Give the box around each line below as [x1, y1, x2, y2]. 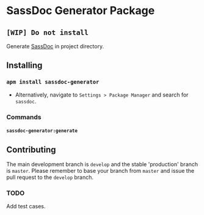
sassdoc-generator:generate [6, 128, 78, 134]
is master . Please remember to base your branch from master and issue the [6, 167, 194, 175]
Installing [6, 60, 43, 71]
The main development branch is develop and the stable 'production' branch [6, 161, 199, 168]
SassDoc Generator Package [6, 4, 155, 18]
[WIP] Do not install [6, 28, 89, 37]
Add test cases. [6, 203, 46, 210]
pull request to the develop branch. [6, 173, 93, 181]
